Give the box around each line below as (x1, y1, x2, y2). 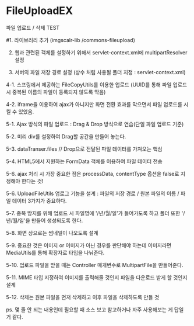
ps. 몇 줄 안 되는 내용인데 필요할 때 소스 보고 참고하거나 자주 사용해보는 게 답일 (6, 306, 184, 313)
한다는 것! (21, 177, 44, 185)
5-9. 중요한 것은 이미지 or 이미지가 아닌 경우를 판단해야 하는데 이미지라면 (6, 241, 172, 249)
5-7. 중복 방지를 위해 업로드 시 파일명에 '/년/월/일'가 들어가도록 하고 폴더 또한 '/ (6, 209, 185, 217)
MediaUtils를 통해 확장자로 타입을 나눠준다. (6, 249, 105, 256)
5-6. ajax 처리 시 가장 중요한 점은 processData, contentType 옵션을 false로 (6, 170, 179, 177)
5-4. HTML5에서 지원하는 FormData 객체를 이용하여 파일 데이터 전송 (6, 158, 163, 165)
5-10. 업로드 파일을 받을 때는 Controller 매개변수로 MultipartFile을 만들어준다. (6, 261, 184, 268)
